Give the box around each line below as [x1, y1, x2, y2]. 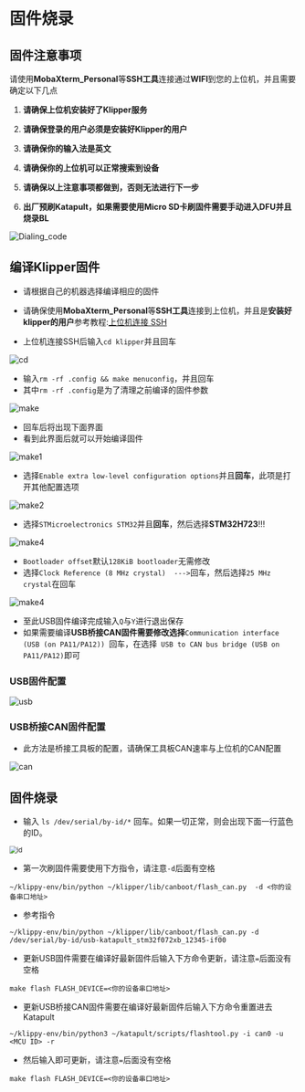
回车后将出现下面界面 [22, 421, 103, 432]
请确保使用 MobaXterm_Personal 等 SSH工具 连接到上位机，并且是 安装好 [22, 305, 292, 316]
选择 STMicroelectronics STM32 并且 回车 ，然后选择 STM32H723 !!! [22, 518, 266, 530]
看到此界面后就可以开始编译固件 [22, 433, 143, 444]
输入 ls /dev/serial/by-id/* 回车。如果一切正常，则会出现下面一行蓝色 [22, 816, 294, 827]
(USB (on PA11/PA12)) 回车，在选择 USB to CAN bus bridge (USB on [22, 638, 280, 649]
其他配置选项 [30, 481, 79, 492]
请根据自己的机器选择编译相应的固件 [22, 285, 160, 297]
